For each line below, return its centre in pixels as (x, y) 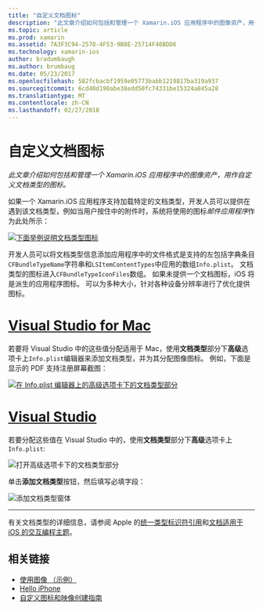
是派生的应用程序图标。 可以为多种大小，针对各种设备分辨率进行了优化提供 (129, 283)
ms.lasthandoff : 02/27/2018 (54, 111)
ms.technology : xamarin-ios (54, 52)
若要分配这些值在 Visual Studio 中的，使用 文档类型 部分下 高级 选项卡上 (120, 440)
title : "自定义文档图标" (44, 15)
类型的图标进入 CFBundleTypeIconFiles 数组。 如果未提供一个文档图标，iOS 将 (131, 274)
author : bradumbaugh (42, 60)
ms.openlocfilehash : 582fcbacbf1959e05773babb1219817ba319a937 (113, 81)
